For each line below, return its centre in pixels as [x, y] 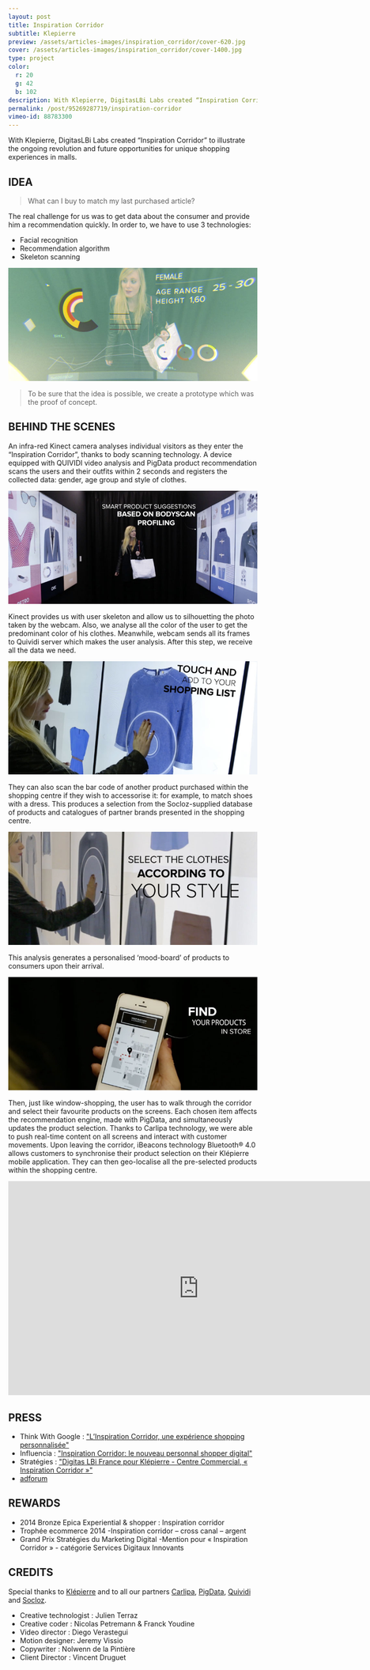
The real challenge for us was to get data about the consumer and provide [129, 216]
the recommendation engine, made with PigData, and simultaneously [121, 1120]
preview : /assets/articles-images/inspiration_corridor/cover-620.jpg [127, 42]
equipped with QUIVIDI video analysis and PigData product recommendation [132, 463]
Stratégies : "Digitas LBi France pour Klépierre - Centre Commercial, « [134, 1461]
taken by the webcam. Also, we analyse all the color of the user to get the [128, 625]
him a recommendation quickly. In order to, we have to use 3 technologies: [130, 225]
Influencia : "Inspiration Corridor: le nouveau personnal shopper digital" [136, 1453]
